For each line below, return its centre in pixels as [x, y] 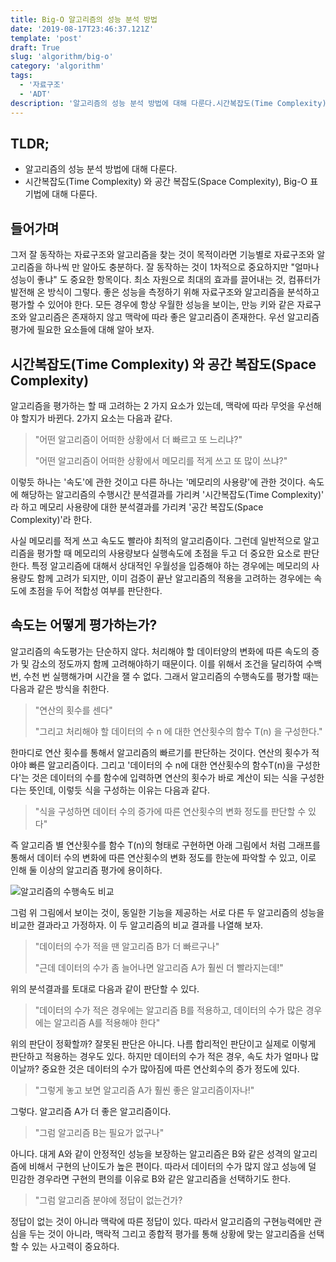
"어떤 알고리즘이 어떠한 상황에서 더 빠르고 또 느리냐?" [138, 439]
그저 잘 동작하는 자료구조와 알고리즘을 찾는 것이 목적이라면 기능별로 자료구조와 [162, 255]
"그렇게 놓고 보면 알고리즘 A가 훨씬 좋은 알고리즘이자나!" [144, 1090]
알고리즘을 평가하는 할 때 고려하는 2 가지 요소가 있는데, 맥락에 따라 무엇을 [153, 405]
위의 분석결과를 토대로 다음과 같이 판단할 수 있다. [105, 988]
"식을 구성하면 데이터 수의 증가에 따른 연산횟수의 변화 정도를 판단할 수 [170, 811]
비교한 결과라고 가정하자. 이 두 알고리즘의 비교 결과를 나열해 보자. [137, 925]
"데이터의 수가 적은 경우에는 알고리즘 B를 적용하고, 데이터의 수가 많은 [169, 1010]
